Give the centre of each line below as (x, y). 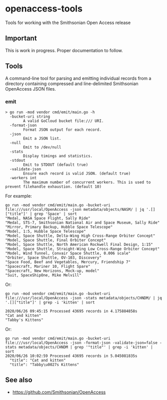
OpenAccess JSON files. (30, 89)
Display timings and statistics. (58, 156)
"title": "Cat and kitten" (38, 360)
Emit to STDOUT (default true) (56, 165)
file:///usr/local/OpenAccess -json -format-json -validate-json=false (81, 343)
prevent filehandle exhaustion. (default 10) (53, 186)
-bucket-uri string (30, 116)
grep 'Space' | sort (56, 214)
